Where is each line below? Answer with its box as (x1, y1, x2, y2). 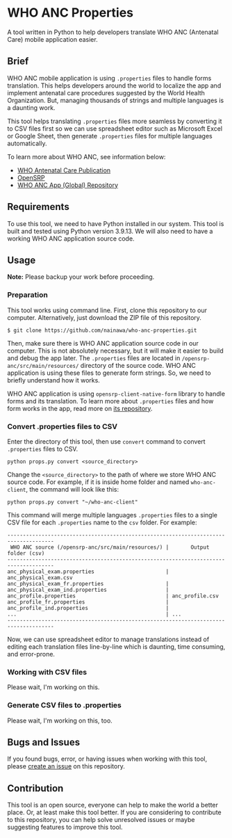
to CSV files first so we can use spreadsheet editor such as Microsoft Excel (7, 124, 223, 133)
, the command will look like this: (25, 485, 119, 493)
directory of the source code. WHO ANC (80, 361, 196, 369)
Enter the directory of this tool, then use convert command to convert (7, 437, 206, 446)
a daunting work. (7, 103, 56, 112)
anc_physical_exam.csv (7, 574, 73, 581)
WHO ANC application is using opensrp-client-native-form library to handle (7, 389, 226, 398)
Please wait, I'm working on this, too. (7, 716, 113, 725)
